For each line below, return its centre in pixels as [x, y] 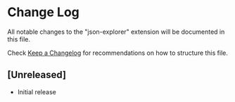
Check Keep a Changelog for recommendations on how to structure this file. [118, 53]
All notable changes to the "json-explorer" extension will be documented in [116, 32]
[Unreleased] [37, 75]
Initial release [37, 91]
